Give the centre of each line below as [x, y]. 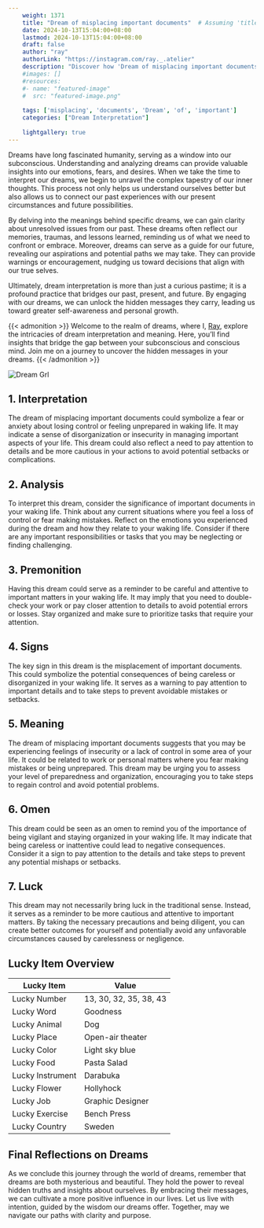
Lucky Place [35, 1037]
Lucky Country [39, 1127]
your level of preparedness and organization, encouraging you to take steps [131, 776]
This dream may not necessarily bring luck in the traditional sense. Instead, [130, 906]
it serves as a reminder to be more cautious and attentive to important [121, 914]
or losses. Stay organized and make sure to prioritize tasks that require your [131, 614]
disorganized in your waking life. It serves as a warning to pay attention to [128, 682]
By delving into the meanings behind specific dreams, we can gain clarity [126, 220]
